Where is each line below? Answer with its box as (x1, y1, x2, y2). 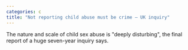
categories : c (6, 8, 42, 15)
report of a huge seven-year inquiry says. (6, 37, 109, 44)
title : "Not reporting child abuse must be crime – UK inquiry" (6, 14, 170, 20)
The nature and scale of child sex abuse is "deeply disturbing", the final (6, 30, 183, 37)
